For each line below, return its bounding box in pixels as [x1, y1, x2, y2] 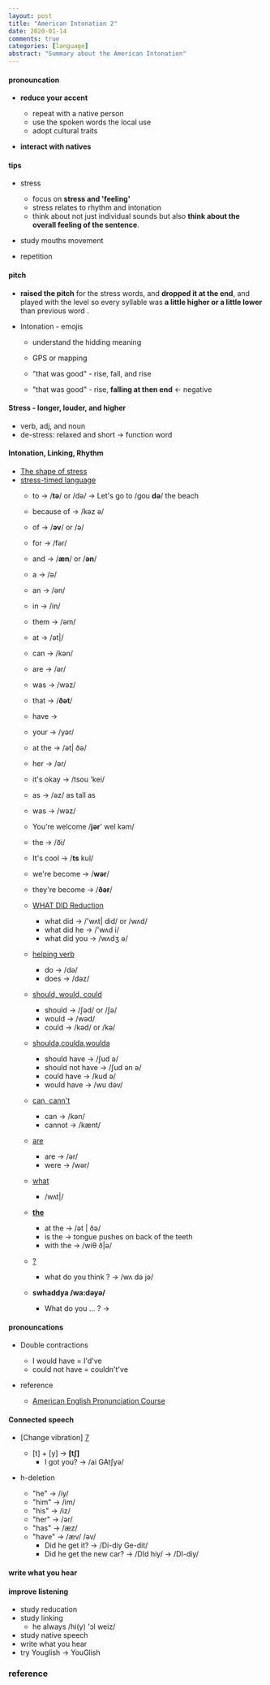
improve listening [8, 1587, 69, 1596]
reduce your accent [19, 93, 88, 102]
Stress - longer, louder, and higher [8, 403, 126, 413]
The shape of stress [19, 467, 88, 477]
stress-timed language [19, 475, 96, 485]
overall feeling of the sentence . [32, 220, 139, 230]
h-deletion [19, 1473, 55, 1483]
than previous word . [19, 306, 89, 316]
